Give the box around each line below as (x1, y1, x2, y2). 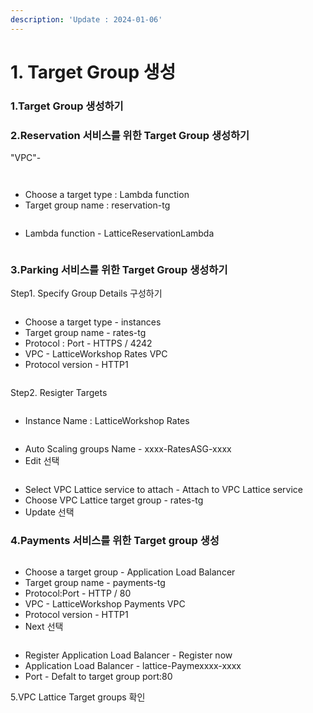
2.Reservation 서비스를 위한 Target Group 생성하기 (10, 128, 250, 142)
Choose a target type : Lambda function (24, 189, 190, 201)
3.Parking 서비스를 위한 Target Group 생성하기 (10, 262, 228, 276)
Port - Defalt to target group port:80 (24, 670, 173, 682)
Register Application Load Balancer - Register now (24, 649, 233, 661)
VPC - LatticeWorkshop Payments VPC (24, 597, 186, 610)
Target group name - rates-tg (24, 327, 147, 339)
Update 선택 (24, 506, 75, 518)
